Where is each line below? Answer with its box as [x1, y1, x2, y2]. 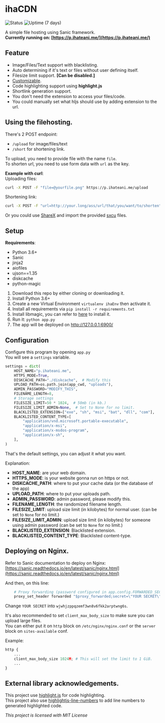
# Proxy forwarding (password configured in [14, 589, 107, 594]
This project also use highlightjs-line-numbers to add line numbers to [5, 697, 145, 703]
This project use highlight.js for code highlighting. [5, 692, 106, 698]
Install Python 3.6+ [12, 296, 51, 302]
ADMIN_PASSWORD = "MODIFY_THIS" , [14, 387, 78, 392]
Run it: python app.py [12, 316, 55, 322]
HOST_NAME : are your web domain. [12, 470, 86, 476]
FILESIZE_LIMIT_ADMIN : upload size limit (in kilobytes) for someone [12, 516, 151, 523]
